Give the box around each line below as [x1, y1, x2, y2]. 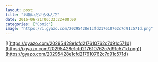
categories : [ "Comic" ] [5, 21, 53, 27]
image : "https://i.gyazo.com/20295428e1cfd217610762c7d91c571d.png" [5, 26, 153, 32]
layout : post [5, 7, 33, 13]
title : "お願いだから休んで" [5, 12, 60, 17]
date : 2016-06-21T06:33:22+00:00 [5, 17, 76, 22]
